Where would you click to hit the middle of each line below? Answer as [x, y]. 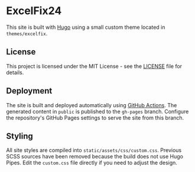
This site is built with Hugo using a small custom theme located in [86, 27]
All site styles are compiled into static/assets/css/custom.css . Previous [94, 150]
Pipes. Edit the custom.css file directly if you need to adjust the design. [92, 163]
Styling [20, 136]
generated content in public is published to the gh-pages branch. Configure [97, 111]
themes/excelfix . [27, 33]
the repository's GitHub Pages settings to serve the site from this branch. [95, 118]
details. [15, 72]
